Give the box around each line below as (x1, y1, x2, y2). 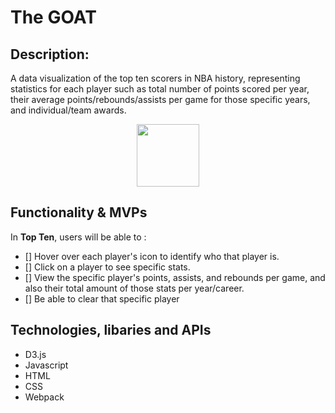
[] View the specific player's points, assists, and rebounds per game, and (24, 271, 326, 283)
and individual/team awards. (10, 104, 127, 116)
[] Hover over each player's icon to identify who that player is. (24, 250, 280, 262)
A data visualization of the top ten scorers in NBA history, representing (10, 72, 301, 84)
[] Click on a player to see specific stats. (24, 261, 191, 273)
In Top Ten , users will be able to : (10, 231, 147, 243)
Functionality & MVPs (10, 204, 148, 221)
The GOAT (10, 6, 97, 29)
